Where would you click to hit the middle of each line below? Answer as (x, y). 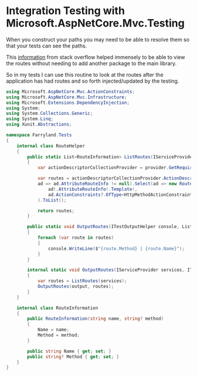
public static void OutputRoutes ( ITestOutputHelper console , (103, 227)
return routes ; (56, 211)
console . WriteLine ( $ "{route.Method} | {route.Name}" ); (116, 248)
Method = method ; (59, 336)
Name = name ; (53, 330)
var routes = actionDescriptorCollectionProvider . (101, 178)
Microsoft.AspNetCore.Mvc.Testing (95, 23)
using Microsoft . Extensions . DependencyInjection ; (68, 103)
